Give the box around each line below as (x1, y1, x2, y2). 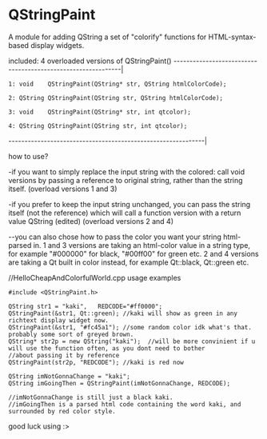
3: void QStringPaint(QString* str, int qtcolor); (8, 108, 192, 116)
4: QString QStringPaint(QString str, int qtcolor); (8, 122, 188, 130)
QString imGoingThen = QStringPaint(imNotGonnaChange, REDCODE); (8, 379, 230, 387)
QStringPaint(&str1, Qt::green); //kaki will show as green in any (8, 309, 238, 317)
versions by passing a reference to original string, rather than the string (8, 175, 243, 185)
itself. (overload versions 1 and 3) (8, 184, 118, 194)
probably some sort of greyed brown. (8, 330, 134, 338)
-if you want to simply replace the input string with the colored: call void (8, 166, 245, 177)
